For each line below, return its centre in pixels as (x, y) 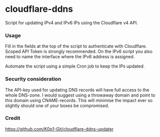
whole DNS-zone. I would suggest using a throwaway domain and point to (80, 95)
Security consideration (33, 79)
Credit (13, 118)
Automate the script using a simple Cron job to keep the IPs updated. (75, 66)
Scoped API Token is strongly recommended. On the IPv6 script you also (79, 51)
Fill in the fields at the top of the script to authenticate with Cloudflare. (76, 46)
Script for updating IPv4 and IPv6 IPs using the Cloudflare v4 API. (72, 23)
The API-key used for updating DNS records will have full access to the (77, 90)
